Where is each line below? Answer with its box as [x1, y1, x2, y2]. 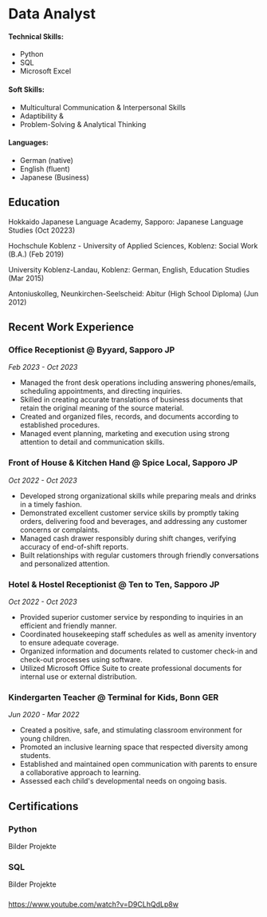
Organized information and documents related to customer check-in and [19, 646, 257, 656]
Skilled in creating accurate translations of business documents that [19, 395, 243, 404]
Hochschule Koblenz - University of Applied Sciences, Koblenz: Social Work [8, 240, 258, 250]
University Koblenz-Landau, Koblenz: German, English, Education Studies [8, 264, 249, 274]
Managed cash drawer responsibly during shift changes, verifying [19, 533, 237, 543]
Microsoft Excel [19, 66, 72, 76]
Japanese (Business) [19, 173, 89, 182]
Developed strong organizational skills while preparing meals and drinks [19, 490, 257, 500]
